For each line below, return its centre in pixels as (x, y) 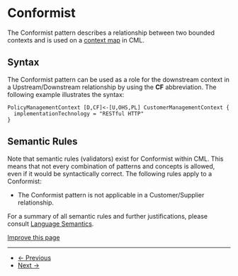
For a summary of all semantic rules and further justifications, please (107, 216)
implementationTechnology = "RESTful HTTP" (79, 114)
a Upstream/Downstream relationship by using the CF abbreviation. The (112, 87)
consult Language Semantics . (51, 224)
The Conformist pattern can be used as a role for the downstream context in (119, 79)
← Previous (34, 258)
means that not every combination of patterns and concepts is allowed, (111, 166)
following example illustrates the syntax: (66, 94)
